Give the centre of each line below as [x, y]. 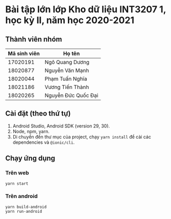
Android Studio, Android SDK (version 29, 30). [61, 126]
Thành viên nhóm [34, 39]
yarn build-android [26, 207]
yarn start [17, 183]
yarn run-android [24, 211]
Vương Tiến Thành [67, 87]
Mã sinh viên [24, 53]
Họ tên [71, 53]
